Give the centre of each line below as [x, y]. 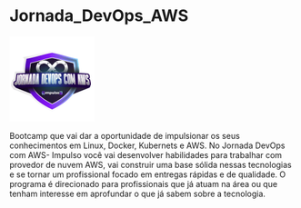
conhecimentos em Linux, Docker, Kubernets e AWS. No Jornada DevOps [147, 145]
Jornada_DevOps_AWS [99, 16]
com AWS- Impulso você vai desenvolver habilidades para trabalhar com [146, 154]
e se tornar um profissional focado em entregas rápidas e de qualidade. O [148, 174]
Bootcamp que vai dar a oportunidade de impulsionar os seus [125, 135]
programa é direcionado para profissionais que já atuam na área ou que [144, 183]
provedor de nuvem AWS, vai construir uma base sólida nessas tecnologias [151, 164]
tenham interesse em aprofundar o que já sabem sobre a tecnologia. [138, 193]
